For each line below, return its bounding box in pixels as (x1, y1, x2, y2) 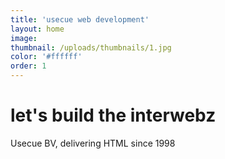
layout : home (10, 24, 65, 34)
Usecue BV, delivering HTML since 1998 (10, 137, 176, 149)
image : (10, 33, 38, 43)
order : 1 (10, 61, 47, 71)
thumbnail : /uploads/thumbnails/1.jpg (10, 42, 172, 53)
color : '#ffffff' (10, 52, 83, 62)
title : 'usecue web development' (10, 14, 150, 25)
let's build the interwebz (10, 104, 217, 127)
